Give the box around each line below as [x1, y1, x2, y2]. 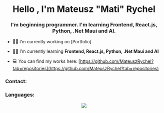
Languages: [5, 91, 35, 98]
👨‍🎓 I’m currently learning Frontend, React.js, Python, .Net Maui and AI [12, 48, 159, 54]
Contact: [5, 78, 27, 85]
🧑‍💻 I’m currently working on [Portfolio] [12, 39, 91, 45]
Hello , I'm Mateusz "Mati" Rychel [12, 3, 156, 15]
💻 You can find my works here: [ [12, 58, 80, 64]
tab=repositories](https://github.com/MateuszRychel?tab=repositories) [12, 66, 159, 72]
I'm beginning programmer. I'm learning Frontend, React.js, [10, 21, 157, 28]
